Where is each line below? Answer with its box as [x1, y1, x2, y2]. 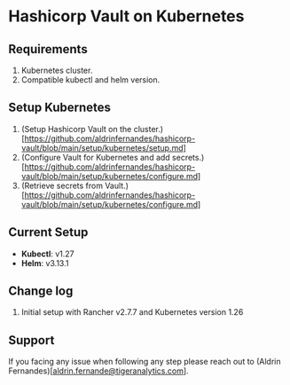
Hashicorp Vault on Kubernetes [8, 6, 245, 27]
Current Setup [8, 224, 89, 240]
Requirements [8, 42, 88, 57]
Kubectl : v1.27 [20, 248, 74, 259]
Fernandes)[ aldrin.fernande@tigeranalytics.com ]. [8, 365, 189, 376]
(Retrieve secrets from [20, 180, 104, 191]
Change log [8, 284, 74, 299]
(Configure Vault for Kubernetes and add [20, 152, 170, 162]
